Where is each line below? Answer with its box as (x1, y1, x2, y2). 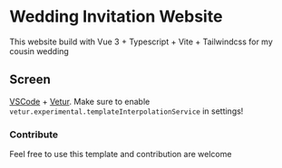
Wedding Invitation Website (9, 6, 223, 27)
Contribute (9, 128, 59, 141)
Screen (9, 72, 52, 88)
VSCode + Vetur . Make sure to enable (9, 96, 151, 107)
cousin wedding (9, 45, 70, 56)
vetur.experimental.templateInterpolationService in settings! (9, 106, 244, 117)
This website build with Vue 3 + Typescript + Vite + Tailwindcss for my (9, 36, 274, 47)
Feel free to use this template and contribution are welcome (9, 149, 232, 160)
